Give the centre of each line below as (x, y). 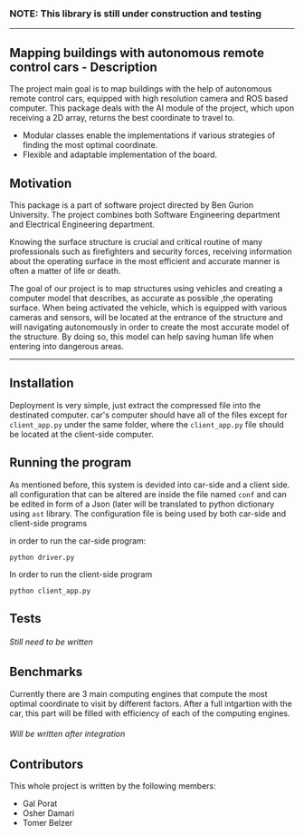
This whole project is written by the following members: (113, 786)
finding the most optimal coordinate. (90, 145)
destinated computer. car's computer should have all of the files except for (148, 415)
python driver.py (42, 557)
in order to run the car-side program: (78, 540)
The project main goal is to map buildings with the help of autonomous (141, 89)
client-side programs (48, 523)
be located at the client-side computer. (81, 434)
